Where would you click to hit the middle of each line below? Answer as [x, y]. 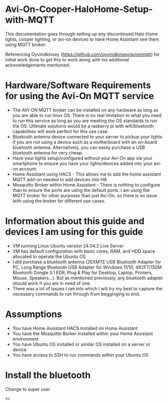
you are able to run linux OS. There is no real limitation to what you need [87, 115]
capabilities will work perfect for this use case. [60, 131]
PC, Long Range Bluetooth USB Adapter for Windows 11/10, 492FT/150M [87, 267]
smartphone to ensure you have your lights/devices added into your [82, 163]
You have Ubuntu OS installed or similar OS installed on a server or [81, 344]
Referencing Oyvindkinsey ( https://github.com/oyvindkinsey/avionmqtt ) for [82, 54]
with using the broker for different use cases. [59, 201]
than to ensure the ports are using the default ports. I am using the [81, 190]
